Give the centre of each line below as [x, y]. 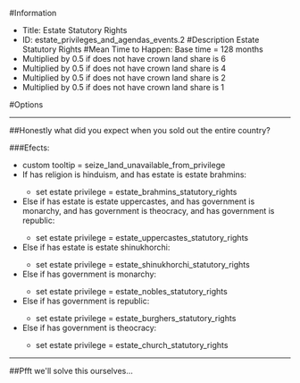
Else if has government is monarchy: [89, 274]
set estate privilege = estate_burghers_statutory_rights [136, 318]
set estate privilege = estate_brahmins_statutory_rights [136, 192]
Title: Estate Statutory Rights [75, 30]
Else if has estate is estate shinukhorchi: [96, 247]
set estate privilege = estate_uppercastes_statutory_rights [142, 238]
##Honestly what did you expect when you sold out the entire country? [140, 130]
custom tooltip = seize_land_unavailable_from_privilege [124, 165]
